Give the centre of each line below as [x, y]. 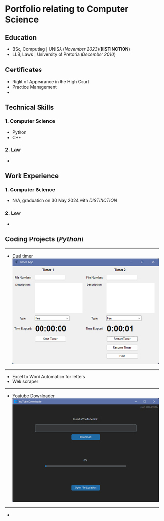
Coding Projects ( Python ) [44, 239]
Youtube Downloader [33, 396]
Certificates [24, 70]
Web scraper [25, 381]
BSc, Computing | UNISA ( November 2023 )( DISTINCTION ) [71, 49]
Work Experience [32, 176]
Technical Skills [30, 107]
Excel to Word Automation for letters [49, 376]
